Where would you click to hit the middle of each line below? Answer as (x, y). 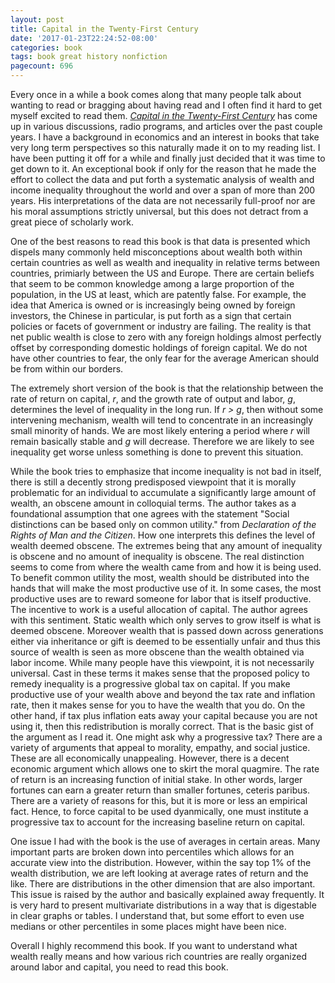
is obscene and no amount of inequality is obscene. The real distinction (157, 556)
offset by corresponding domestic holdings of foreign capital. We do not (159, 347)
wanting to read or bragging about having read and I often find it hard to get (166, 105)
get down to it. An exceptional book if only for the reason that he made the (163, 169)
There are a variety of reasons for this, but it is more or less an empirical (159, 800)
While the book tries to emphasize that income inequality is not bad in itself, (166, 471)
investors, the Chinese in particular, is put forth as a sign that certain (151, 315)
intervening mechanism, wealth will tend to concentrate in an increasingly (162, 420)
